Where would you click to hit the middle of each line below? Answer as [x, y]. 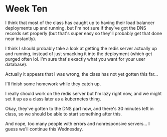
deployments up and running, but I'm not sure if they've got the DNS [76, 28]
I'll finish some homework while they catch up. [53, 84]
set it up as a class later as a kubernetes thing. [53, 99]
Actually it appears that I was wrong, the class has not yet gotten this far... [82, 74]
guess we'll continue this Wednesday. [44, 129]
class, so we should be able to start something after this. [63, 114]
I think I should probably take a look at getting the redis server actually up [81, 48]
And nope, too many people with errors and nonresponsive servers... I [77, 123]
